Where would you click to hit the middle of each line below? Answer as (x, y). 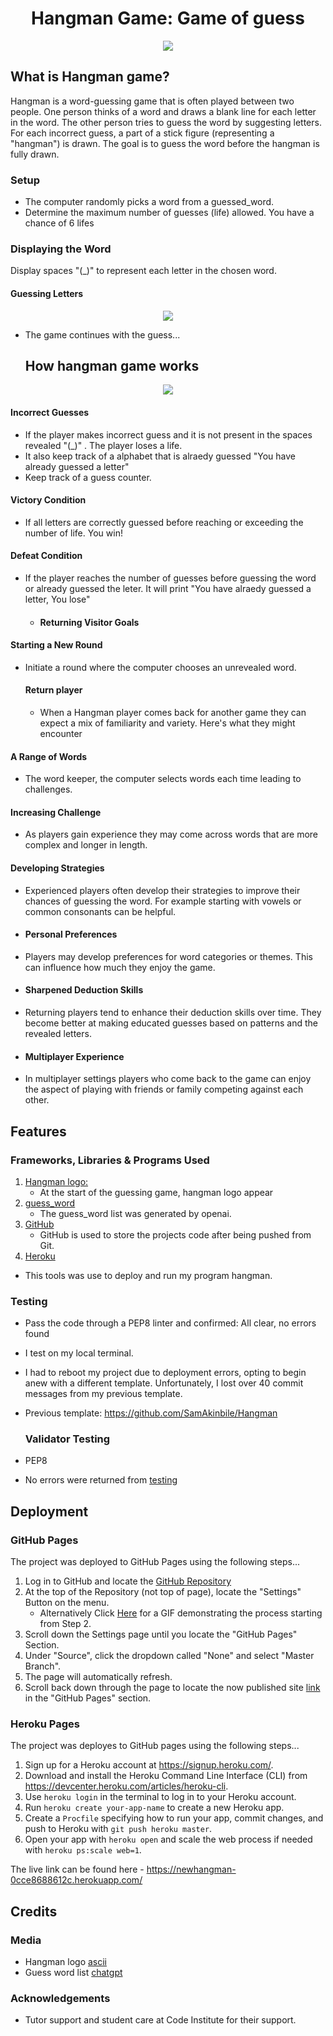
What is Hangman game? (90, 77)
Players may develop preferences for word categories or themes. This (168, 956)
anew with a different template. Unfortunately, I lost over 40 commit (164, 1383)
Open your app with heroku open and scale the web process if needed (168, 1839)
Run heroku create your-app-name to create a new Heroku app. (154, 1808)
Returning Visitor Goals (89, 622)
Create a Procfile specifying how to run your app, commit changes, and (174, 1818)
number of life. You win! (73, 533)
